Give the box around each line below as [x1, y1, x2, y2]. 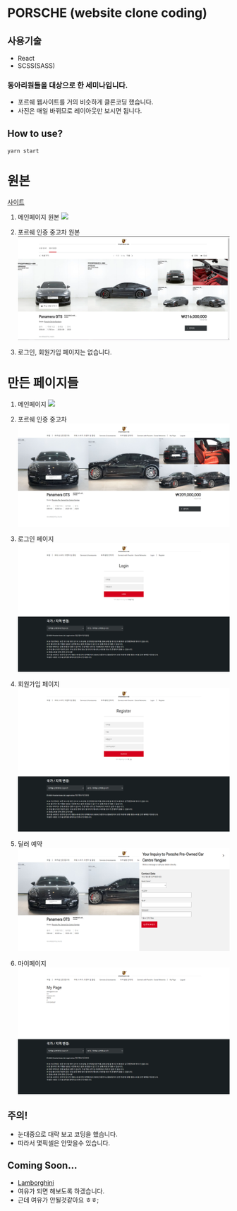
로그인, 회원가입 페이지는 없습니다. [17, 347, 112, 356]
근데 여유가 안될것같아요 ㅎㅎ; [17, 1195, 99, 1204]
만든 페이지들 [7, 376, 79, 391]
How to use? [7, 127, 63, 139]
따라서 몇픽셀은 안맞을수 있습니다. [17, 1138, 111, 1147]
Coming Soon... [7, 1159, 78, 1171]
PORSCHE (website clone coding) [7, 5, 208, 21]
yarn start [7, 148, 39, 155]
